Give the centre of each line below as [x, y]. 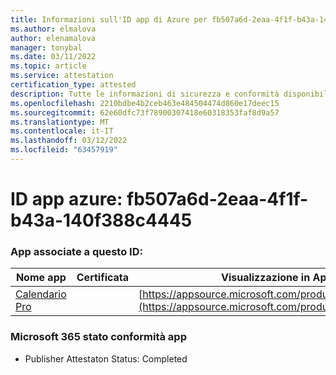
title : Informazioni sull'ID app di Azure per [109, 19]
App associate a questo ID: [76, 251]
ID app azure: [66, 199]
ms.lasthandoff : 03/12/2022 [69, 141]
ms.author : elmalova [53, 29]
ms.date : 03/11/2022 [53, 57]
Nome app [41, 278]
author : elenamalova [53, 38]
